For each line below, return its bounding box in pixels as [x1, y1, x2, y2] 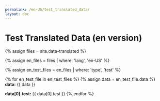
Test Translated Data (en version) [5, 32, 142, 43]
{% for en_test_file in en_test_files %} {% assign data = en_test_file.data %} [5, 76, 156, 82]
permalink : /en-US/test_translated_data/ [5, 7, 90, 12]
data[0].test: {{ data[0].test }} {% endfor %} [5, 91, 94, 97]
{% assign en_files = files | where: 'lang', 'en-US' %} [5, 58, 110, 63]
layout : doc [5, 12, 29, 16]
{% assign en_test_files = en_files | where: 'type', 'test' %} [5, 67, 121, 73]
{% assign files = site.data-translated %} [5, 48, 86, 54]
